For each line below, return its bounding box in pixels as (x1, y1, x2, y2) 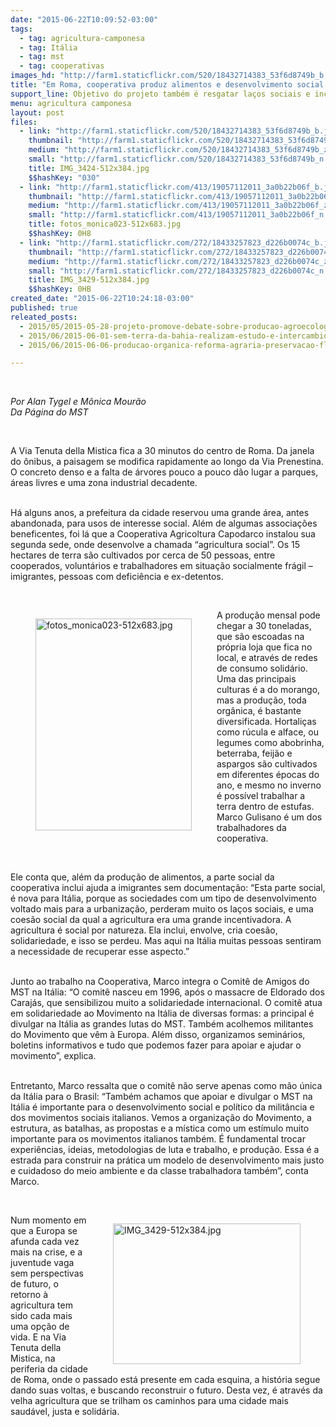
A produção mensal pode (216, 609, 321, 621)
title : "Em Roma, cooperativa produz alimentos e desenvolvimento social (10, 80, 325, 90)
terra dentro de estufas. (216, 801, 315, 813)
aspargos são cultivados (216, 758, 318, 770)
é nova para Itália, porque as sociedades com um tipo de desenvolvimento (10, 892, 318, 905)
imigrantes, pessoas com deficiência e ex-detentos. (10, 571, 224, 583)
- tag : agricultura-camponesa (19, 33, 145, 43)
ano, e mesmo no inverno (216, 779, 322, 791)
